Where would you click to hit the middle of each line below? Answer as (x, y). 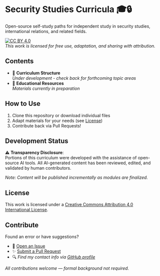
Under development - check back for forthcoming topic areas (74, 78)
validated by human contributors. (38, 168)
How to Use (23, 104)
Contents (19, 61)
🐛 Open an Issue (28, 246)
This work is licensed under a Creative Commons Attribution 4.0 (69, 205)
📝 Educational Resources (38, 83)
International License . (27, 210)
